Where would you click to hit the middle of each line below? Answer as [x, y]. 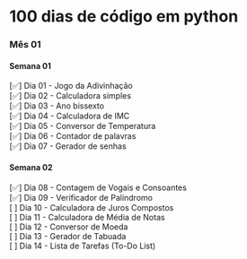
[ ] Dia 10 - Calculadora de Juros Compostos [92, 207]
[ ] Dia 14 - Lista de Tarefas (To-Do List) [83, 246]
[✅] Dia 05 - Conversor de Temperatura [83, 126]
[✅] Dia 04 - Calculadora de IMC [70, 116]
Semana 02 [31, 167]
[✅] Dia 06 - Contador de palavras [73, 136]
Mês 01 [26, 45]
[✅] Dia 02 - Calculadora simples [71, 96]
